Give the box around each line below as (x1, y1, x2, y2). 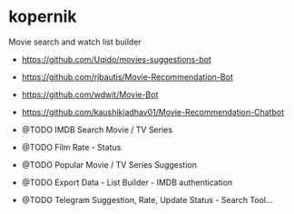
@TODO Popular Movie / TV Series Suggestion (21, 159, 197, 170)
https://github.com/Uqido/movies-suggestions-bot (21, 53, 212, 64)
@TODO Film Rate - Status (21, 141, 122, 152)
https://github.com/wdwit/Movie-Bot (21, 89, 159, 100)
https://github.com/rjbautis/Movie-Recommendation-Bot (21, 71, 233, 83)
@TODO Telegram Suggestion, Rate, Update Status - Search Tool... (21, 194, 273, 205)
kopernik (8, 6, 77, 27)
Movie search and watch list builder (8, 36, 142, 47)
